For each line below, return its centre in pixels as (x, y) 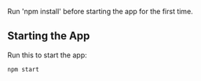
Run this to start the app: (47, 55)
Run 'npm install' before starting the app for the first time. (100, 11)
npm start (24, 69)
